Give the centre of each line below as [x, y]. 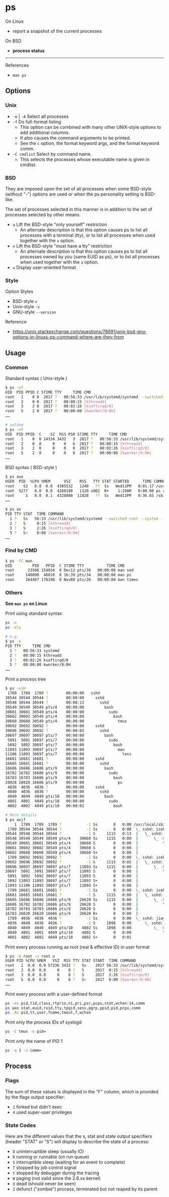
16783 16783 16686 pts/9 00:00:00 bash [64, 777]
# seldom [14, 425]
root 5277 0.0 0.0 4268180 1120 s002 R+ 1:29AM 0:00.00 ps [83, 491]
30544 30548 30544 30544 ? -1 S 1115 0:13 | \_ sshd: [84, 834]
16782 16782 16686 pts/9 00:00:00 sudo [62, 773]
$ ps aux [14, 477]
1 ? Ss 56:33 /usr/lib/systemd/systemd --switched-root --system [84, 519]
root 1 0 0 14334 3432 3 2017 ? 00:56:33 [62, 439]
